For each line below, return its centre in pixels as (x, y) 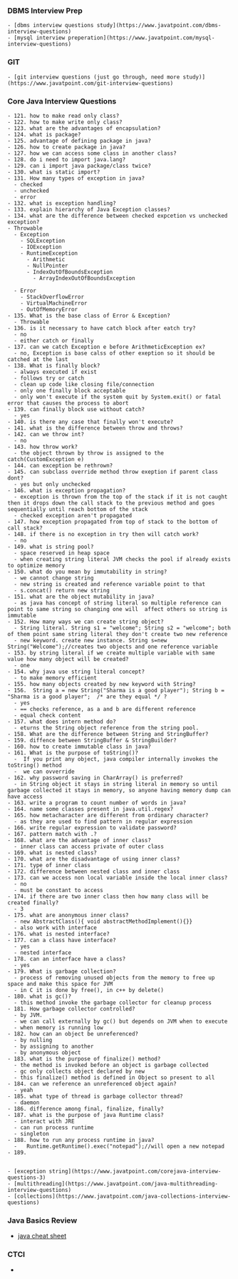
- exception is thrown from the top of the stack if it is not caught (121, 497)
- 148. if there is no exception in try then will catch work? (103, 534)
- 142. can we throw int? (46, 434)
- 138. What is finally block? (54, 365)
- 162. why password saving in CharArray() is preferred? (95, 778)
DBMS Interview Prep (45, 11)
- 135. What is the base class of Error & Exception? (89, 315)
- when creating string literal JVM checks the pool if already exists (123, 559)
